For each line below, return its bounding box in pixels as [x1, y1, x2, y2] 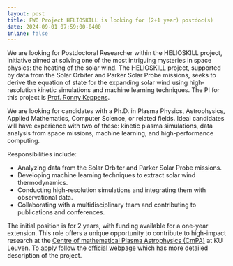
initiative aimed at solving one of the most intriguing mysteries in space [7, 57, 212, 65]
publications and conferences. [17, 208, 105, 216]
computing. [7, 137, 40, 145]
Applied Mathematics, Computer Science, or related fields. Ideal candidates [7, 114, 225, 123]
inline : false [7, 29, 49, 37]
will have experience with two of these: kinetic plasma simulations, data [7, 121, 213, 130]
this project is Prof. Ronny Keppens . [7, 94, 110, 102]
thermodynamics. [17, 179, 68, 187]
